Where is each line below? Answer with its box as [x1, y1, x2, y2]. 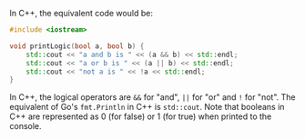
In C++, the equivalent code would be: [9, 8, 153, 18]
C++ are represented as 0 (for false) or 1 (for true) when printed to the [9, 111, 272, 122]
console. [9, 121, 43, 132]
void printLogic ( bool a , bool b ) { [9, 41, 145, 51]
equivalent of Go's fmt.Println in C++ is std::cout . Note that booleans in [9, 102, 285, 113]
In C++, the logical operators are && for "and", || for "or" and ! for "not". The [9, 92, 296, 103]
